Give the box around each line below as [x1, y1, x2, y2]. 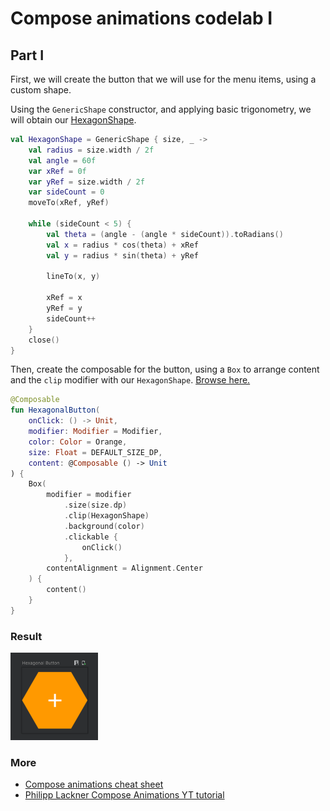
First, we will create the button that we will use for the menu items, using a [10, 73, 317, 85]
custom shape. [10, 84, 72, 96]
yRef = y [46, 303, 83, 313]
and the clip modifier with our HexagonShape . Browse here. [10, 374, 251, 386]
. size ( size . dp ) [63, 500, 128, 511]
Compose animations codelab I [10, 7, 273, 30]
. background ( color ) [63, 521, 145, 531]
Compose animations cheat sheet [24, 778, 164, 791]
